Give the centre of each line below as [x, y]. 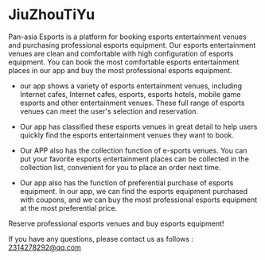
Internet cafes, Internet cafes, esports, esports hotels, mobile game [130, 94]
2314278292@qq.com [45, 247]
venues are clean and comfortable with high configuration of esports [121, 53]
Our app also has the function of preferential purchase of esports [127, 182]
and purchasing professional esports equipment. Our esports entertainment [132, 45]
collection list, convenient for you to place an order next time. [120, 167]
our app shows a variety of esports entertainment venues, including [131, 86]
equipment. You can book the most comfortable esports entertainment [124, 62]
